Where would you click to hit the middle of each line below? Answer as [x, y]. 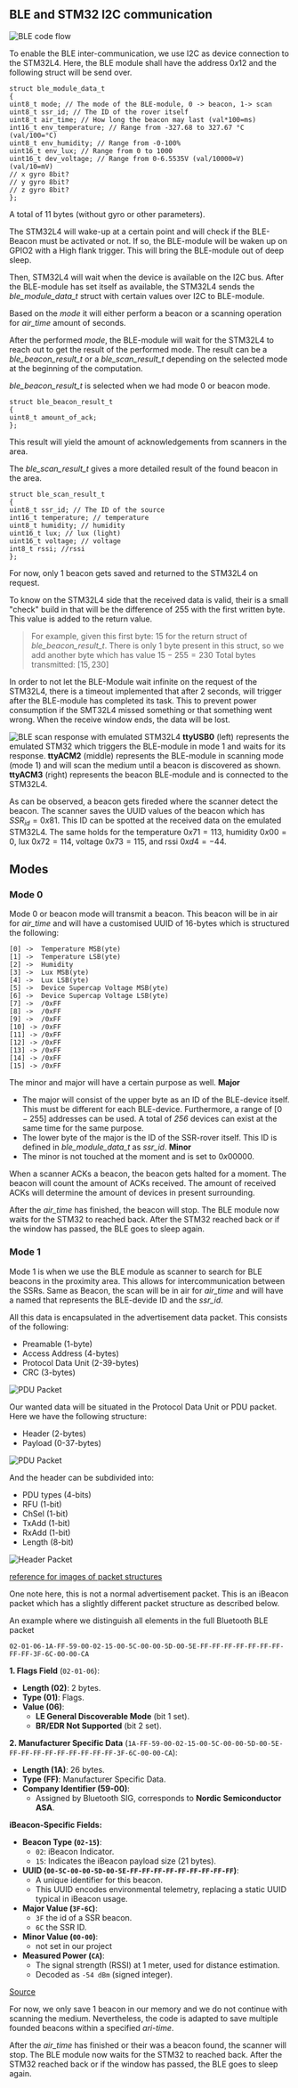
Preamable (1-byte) [57, 1344]
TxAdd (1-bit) [46, 1523]
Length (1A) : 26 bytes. [63, 1769]
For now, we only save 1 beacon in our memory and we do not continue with [148, 2009]
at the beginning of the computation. [76, 368]
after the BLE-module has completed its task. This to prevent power [133, 700]
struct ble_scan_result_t [57, 494]
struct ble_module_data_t [57, 88]
